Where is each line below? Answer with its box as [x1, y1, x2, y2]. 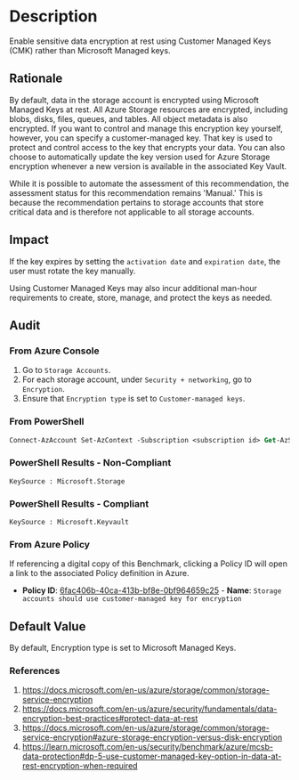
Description [9, 6, 98, 27]
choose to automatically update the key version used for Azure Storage [9, 151, 271, 162]
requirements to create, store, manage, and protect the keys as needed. [9, 292, 273, 303]
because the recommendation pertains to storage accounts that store [9, 197, 264, 207]
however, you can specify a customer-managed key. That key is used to [9, 132, 273, 143]
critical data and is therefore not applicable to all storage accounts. [9, 207, 255, 217]
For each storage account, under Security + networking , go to [21, 374, 252, 385]
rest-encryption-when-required [21, 760, 138, 771]
